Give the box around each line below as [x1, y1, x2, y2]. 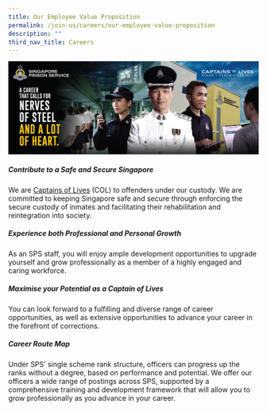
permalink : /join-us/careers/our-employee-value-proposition [8, 21, 215, 29]
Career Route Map [8, 339, 70, 349]
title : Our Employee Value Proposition [8, 13, 141, 21]
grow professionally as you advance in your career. [8, 393, 176, 402]
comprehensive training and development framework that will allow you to [8, 385, 250, 394]
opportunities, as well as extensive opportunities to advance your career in [8, 312, 253, 322]
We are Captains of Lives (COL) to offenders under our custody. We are [8, 185, 242, 194]
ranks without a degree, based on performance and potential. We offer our [8, 367, 253, 378]
